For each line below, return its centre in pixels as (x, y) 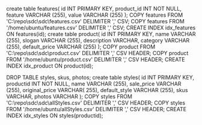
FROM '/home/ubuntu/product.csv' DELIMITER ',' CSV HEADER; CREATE (96, 60)
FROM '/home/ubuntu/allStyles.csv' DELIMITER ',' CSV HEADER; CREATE (96, 109)
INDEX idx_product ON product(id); (50, 66)
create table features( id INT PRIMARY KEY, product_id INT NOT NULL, (94, 9)
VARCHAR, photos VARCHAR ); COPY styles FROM (69, 96)
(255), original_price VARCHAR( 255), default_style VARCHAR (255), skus (97, 90)
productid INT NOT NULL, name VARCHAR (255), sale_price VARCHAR (94, 84)
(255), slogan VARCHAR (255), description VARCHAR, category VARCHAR (98, 40)
